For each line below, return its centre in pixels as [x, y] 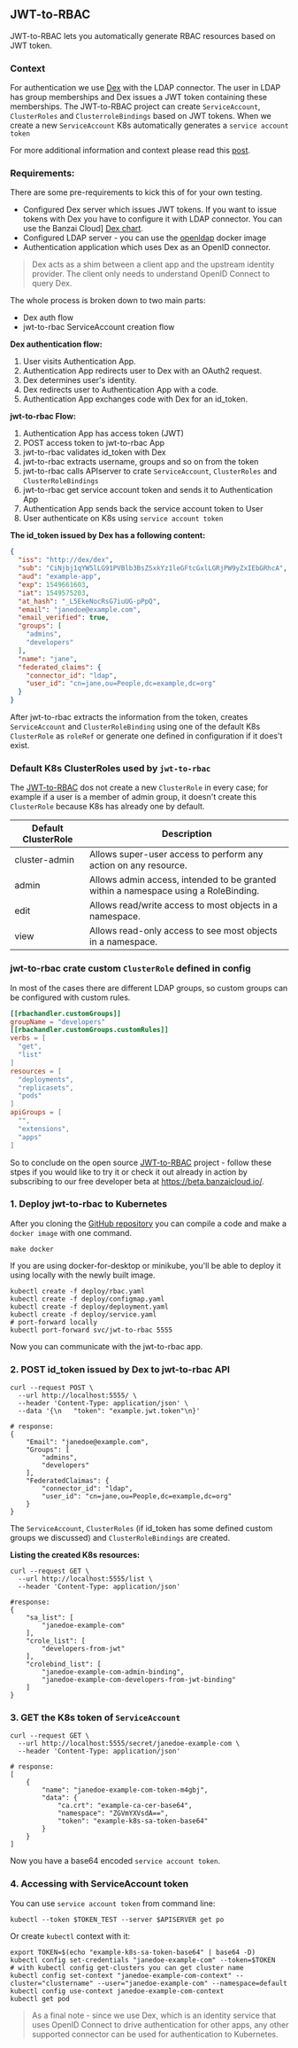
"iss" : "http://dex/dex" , [66, 560]
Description [187, 834]
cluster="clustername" [52, 1983]
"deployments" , [46, 1079]
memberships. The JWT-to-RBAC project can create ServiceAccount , [135, 106]
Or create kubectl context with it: [70, 1935]
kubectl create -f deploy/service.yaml [84, 1314]
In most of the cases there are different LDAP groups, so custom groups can [149, 988]
